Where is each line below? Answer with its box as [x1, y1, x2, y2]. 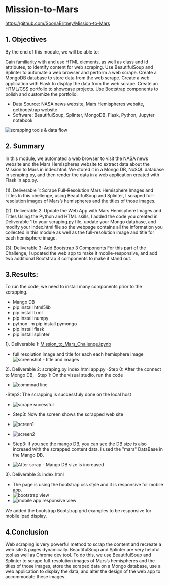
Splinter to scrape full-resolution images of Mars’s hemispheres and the [5, 557, 155, 564]
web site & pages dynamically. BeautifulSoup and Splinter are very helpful [5, 547, 160, 553]
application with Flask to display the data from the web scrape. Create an [5, 80, 158, 86]
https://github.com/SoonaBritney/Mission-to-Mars [5, 20, 110, 26]
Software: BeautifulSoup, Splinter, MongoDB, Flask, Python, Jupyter [12, 112, 155, 118]
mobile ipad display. [5, 513, 47, 519]
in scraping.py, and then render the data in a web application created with [5, 172, 160, 178]
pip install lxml [12, 310, 43, 316]
